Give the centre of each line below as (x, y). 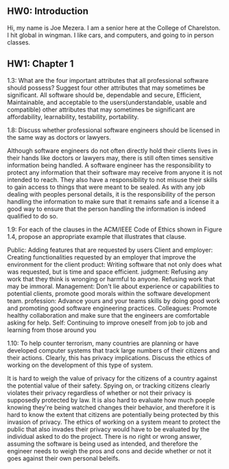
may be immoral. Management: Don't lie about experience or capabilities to (113, 286)
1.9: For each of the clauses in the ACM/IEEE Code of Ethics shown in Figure (115, 229)
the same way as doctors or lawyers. (59, 137)
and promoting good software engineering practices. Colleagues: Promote (112, 308)
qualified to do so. (33, 216)
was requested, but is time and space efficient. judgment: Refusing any (108, 271)
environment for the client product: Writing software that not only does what (114, 264)
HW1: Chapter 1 (40, 64)
